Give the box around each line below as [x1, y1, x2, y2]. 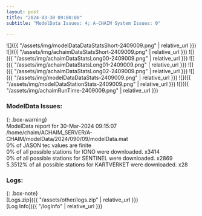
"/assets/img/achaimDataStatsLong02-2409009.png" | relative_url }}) [14, 68, 188, 75]
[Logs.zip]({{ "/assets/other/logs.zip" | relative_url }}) [6, 196, 138, 203]
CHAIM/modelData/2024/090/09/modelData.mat [6, 135, 128, 142]
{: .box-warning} [6, 116, 47, 123]
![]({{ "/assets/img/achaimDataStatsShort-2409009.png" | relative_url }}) [6, 48, 187, 56]
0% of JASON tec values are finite [6, 142, 92, 149]
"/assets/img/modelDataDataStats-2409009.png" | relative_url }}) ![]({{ [14, 74, 191, 82]
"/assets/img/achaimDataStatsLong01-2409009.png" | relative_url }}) [14, 61, 187, 68]
